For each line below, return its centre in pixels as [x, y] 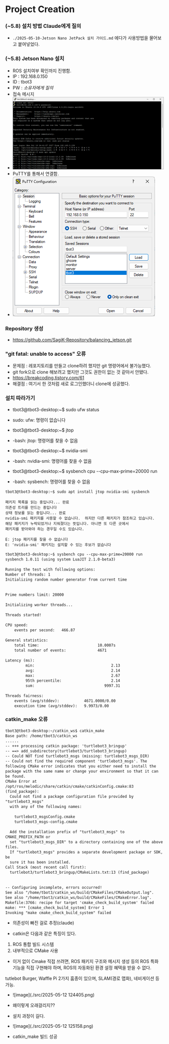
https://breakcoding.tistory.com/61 [48, 378]
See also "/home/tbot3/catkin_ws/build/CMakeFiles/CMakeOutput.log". [80, 892]
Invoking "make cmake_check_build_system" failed [58, 913]
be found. [16, 776]
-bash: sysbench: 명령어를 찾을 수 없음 [51, 482]
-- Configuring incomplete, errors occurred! [54, 887]
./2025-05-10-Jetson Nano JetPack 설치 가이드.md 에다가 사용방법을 [80, 38]
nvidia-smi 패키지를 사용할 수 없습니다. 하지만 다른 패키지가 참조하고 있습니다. [80, 518]
